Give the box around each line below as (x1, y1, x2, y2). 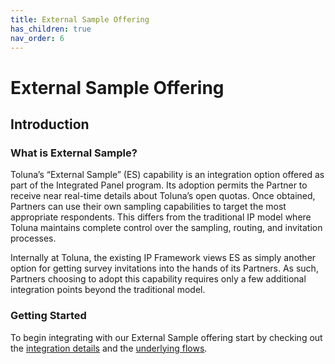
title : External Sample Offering (10, 14, 150, 25)
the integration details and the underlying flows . (10, 342, 208, 354)
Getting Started (10, 309, 87, 323)
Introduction (10, 116, 90, 133)
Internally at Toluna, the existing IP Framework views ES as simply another (10, 252, 317, 264)
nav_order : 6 (10, 33, 65, 43)
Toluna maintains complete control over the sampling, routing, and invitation (10, 222, 323, 234)
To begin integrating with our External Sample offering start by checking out (10, 331, 323, 343)
